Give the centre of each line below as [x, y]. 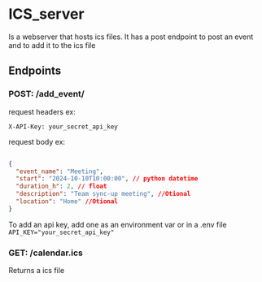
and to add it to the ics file [52, 45]
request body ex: [37, 141]
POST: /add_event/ [47, 94]
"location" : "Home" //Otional [67, 202]
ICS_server [46, 14]
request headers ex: [42, 111]
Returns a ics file [37, 271]
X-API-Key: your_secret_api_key [63, 127]
